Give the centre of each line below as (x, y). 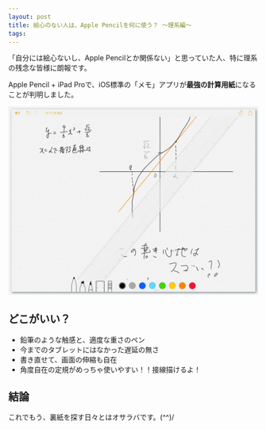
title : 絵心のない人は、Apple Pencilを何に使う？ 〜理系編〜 (100, 25)
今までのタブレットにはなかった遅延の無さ (89, 350)
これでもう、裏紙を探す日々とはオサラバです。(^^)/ (91, 417)
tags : (17, 33)
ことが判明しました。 (43, 94)
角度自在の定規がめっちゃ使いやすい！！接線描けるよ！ (110, 370)
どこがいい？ (40, 319)
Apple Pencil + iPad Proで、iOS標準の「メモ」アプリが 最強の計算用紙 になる (132, 85)
